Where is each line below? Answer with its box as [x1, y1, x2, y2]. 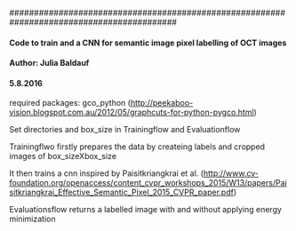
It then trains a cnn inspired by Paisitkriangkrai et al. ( [9, 168, 204, 179]
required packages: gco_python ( [9, 98, 132, 108]
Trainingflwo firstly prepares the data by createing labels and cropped [9, 141, 265, 152]
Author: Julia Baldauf [9, 58, 90, 68]
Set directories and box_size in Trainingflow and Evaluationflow [9, 124, 241, 135]
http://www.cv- [203, 168, 260, 179]
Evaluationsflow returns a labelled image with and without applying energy [9, 204, 283, 215]
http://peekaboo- [130, 98, 194, 108]
